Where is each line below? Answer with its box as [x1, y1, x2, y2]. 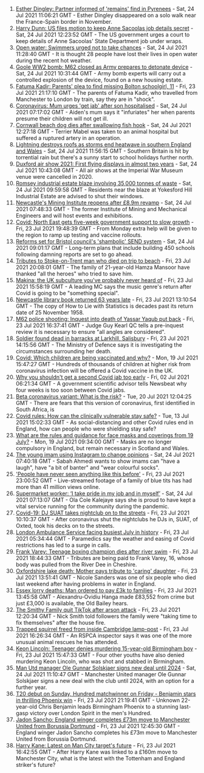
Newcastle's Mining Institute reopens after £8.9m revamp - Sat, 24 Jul [15, 199, 192, 206]
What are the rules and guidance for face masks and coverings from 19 [15, 432, 194, 438]
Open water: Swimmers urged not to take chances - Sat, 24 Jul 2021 [15, 44, 188, 51]
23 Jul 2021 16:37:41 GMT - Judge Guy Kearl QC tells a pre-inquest [15, 322, 184, 329]
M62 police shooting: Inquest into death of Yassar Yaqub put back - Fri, [15, 316, 195, 322]
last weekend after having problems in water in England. [15, 580, 157, 588]
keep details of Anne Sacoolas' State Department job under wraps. [15, 38, 183, 44]
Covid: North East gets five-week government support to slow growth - [15, 218, 194, 226]
